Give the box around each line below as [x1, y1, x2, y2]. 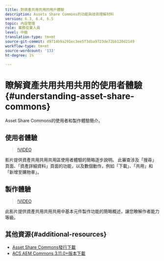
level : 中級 [5, 30, 28, 35]
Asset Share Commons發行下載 [12, 244, 76, 250]
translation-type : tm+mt [5, 35, 56, 40]
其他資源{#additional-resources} [5, 230, 107, 238]
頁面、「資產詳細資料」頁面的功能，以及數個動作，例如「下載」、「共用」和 [5, 163, 153, 169]
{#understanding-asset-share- [5, 90, 135, 102]
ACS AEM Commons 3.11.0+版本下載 [12, 250, 86, 256]
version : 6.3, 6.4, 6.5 [5, 16, 54, 21]
